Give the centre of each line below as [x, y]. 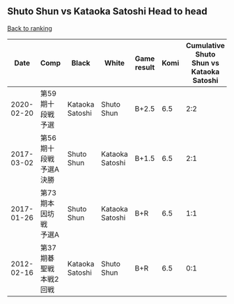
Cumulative [205, 45]
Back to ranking [30, 28]
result [145, 67]
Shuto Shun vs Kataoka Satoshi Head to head [107, 12]
